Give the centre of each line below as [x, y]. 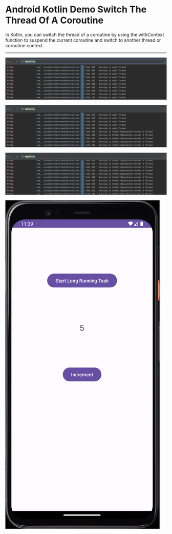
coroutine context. [25, 45]
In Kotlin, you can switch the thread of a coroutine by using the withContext [85, 34]
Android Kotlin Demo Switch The [76, 10]
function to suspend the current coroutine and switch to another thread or [83, 40]
